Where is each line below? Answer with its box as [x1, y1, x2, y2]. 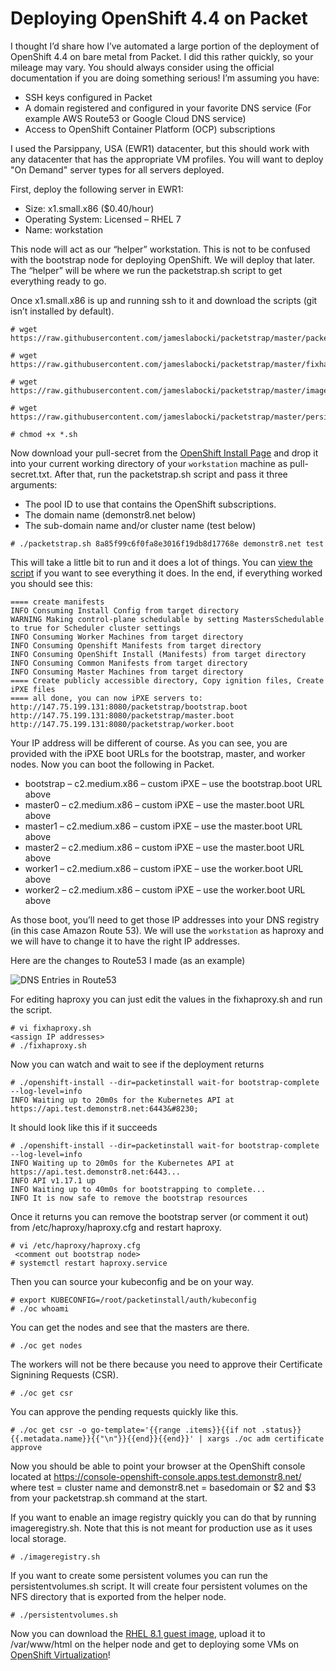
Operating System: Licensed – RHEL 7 [24, 213, 182, 225]
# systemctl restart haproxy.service [10, 1258, 168, 1268]
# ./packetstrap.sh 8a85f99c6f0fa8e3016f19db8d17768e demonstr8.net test [10, 538, 325, 549]
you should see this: [10, 577, 93, 589]
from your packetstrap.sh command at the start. [10, 1492, 208, 1504]
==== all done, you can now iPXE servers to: [10, 693, 203, 703]
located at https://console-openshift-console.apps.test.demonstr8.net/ [10, 1470, 302, 1482]
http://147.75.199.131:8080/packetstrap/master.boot [10, 710, 235, 721]
